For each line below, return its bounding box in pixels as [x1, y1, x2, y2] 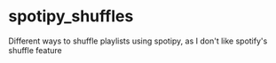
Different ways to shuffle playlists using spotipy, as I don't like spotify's [8, 35, 268, 46]
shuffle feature [8, 44, 63, 55]
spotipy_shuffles [8, 6, 134, 27]
